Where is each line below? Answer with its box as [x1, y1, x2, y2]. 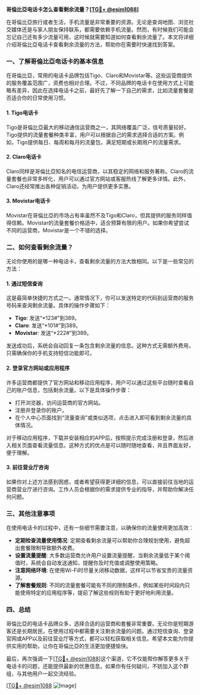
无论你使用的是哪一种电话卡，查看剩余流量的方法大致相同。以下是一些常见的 [6, 258, 194, 265]
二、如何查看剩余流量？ [6, 243, 73, 251]
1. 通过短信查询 [6, 280, 43, 287]
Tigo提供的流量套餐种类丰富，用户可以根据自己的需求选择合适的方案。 [6, 131, 179, 138]
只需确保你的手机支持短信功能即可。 [6, 349, 95, 357]
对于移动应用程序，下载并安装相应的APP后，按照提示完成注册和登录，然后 [6, 434, 189, 441]
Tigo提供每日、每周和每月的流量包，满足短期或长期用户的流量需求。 [16, 139, 185, 146]
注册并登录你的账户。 [14, 406, 67, 414]
